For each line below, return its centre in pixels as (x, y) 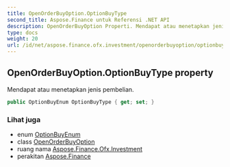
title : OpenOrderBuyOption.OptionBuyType (67, 13)
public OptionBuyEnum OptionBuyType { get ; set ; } (81, 102)
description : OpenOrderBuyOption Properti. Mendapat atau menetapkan (108, 26)
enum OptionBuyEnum (49, 134)
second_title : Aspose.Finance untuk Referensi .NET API (88, 20)
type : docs (23, 33)
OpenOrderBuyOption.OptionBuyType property (110, 73)
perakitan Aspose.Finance (54, 156)
